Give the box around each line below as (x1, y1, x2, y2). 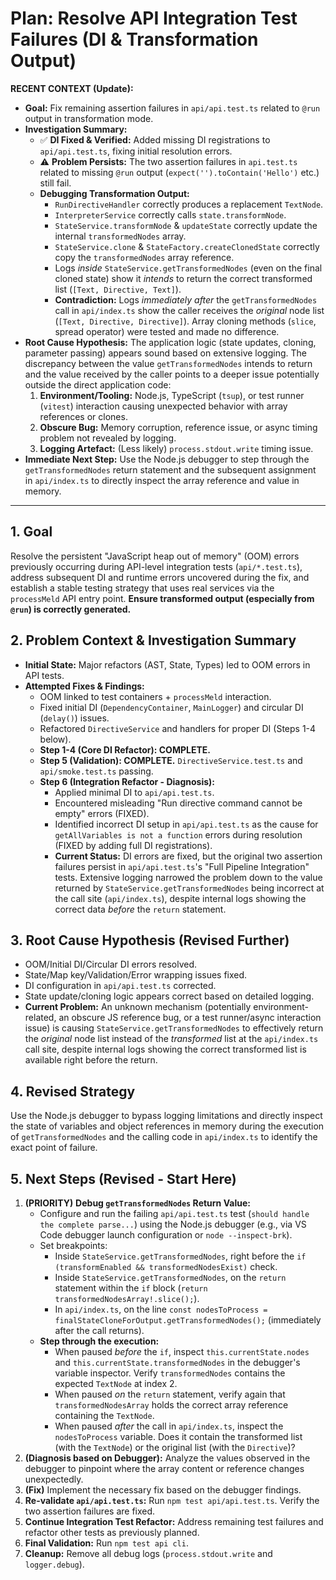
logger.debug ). (24, 1558, 85, 1570)
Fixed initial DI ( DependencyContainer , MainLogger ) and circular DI (39, 701, 304, 713)
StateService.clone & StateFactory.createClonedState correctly (54, 240, 320, 252)
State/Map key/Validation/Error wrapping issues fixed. (24, 969, 248, 981)
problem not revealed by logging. (39, 432, 177, 444)
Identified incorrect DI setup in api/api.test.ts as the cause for (54, 818, 319, 830)
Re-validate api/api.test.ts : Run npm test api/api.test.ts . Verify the (24, 1495, 320, 1506)
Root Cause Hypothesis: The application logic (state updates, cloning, (24, 336, 317, 348)
